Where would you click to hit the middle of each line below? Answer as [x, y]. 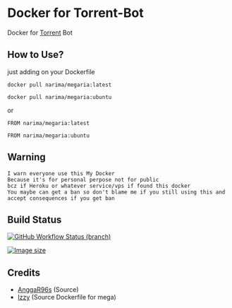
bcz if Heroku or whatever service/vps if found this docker [99, 186]
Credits [24, 272]
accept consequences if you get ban [61, 198]
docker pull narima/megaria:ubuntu [60, 97]
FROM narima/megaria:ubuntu [49, 136]
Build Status [35, 219]
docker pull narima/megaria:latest [60, 85]
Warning [26, 157]
